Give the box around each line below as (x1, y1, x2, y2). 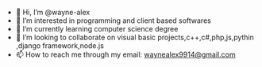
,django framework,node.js (15, 41, 105, 50)
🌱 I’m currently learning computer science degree (15, 24, 179, 33)
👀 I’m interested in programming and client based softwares (15, 16, 212, 25)
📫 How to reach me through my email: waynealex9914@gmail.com (15, 50, 236, 59)
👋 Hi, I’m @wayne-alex (15, 8, 91, 17)
